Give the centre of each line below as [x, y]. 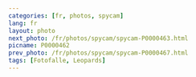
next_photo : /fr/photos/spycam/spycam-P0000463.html [98, 38]
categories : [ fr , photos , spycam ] [66, 16]
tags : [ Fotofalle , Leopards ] [57, 61]
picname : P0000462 [39, 46]
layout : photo [32, 30]
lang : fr [23, 23]
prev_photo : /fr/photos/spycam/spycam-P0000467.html [98, 53]
